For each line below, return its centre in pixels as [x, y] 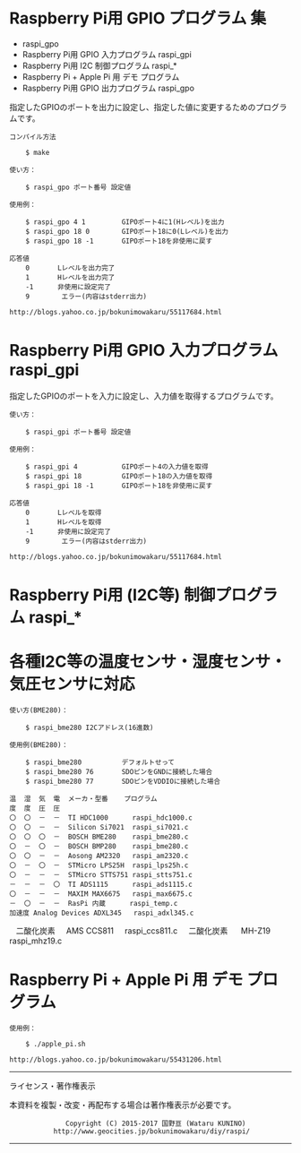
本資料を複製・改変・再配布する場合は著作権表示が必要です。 [123, 1105]
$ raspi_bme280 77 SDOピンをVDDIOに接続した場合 [123, 781]
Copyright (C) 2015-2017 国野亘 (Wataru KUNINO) [156, 1123]
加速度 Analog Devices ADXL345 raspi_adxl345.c [102, 913]
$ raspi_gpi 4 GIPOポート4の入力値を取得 [117, 467]
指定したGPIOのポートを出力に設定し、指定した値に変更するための [133, 107]
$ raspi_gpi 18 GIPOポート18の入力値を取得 [119, 476]
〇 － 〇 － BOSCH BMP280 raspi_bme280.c [99, 847]
